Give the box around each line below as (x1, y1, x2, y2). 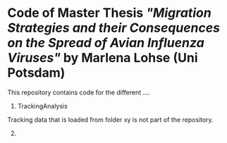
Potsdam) (7, 65, 66, 81)
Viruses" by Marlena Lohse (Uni (7, 50, 198, 66)
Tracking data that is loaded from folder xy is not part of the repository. (7, 115, 214, 124)
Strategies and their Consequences (7, 20, 221, 36)
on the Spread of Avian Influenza (7, 35, 204, 51)
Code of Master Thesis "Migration (7, 5, 211, 21)
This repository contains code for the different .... (7, 88, 150, 97)
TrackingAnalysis (17, 101, 68, 110)
